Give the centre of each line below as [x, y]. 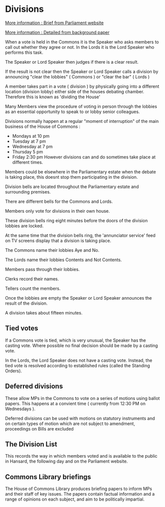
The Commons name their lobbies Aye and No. [52, 250]
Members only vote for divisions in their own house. [57, 211]
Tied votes [22, 329]
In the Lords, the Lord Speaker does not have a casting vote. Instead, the [79, 360]
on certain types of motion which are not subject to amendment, [70, 424]
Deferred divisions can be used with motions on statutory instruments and [80, 418]
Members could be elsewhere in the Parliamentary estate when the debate [81, 172]
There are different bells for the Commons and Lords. [59, 201]
